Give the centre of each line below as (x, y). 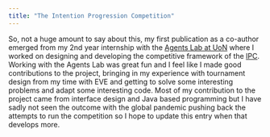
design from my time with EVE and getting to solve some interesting (121, 81)
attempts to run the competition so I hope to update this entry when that (128, 116)
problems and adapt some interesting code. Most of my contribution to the (132, 90)
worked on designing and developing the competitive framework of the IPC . (134, 56)
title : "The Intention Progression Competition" (91, 16)
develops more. (34, 124)
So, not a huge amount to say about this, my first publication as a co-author (134, 39)
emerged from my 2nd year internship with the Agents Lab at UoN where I (131, 47)
